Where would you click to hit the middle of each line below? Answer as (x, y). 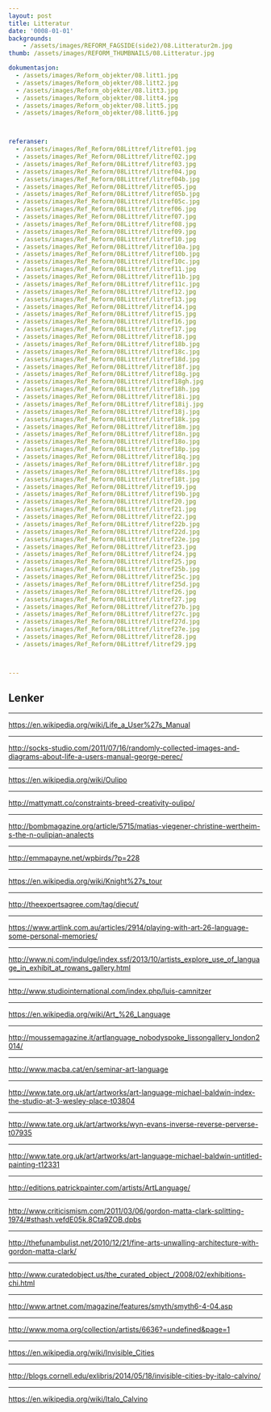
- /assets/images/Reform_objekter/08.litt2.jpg (97, 83)
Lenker (26, 698)
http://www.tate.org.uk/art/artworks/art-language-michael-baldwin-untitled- (135, 1156)
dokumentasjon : (34, 68)
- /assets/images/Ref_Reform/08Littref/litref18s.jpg (108, 472)
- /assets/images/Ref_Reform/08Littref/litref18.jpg (106, 336)
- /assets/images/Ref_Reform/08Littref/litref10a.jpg (108, 247)
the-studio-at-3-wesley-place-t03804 (72, 1101)
